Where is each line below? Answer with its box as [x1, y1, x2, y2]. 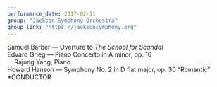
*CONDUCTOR [7, 73, 51, 81]
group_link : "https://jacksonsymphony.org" [7, 23, 137, 30]
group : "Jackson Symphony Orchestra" [7, 17, 118, 24]
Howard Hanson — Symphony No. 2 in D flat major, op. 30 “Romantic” [7, 65, 211, 74]
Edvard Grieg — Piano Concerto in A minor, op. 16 [7, 50, 152, 59]
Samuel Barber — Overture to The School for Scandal [7, 43, 163, 52]
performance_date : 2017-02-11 [7, 10, 97, 18]
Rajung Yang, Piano [13, 58, 71, 66]
